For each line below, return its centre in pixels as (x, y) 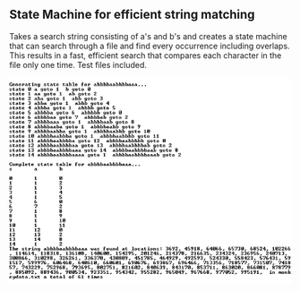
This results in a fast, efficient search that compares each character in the (146, 55)
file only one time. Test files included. (78, 64)
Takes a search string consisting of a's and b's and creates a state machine (149, 36)
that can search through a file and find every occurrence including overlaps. (150, 46)
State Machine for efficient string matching (132, 15)
